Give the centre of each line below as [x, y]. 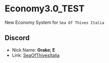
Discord [17, 38]
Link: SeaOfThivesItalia [36, 55]
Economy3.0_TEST [45, 9]
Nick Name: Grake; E [33, 50]
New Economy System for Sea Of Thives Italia [54, 22]
